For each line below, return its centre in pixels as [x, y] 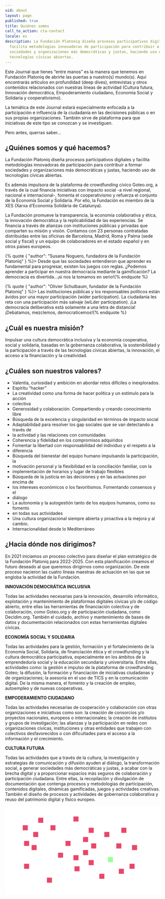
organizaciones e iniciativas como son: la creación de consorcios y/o [75, 712]
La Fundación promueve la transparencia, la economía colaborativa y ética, [81, 215]
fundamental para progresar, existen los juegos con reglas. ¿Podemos [76, 267]
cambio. [20, 524]
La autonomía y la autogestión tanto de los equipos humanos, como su [84, 503]
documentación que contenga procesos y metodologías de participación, [79, 784]
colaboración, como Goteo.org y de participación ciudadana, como [73, 612]
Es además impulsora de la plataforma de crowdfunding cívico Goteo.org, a [82, 185]
